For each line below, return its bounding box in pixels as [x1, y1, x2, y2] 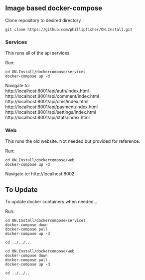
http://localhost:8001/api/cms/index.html [5, 99, 89, 105]
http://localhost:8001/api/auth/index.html [5, 88, 89, 94]
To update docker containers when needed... [5, 199, 98, 205]
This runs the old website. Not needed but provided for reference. [5, 138, 141, 144]
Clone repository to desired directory [5, 17, 81, 23]
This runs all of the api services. [5, 50, 71, 56]
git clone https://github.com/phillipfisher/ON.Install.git [5, 27, 133, 32]
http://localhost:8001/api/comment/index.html [5, 93, 100, 99]
